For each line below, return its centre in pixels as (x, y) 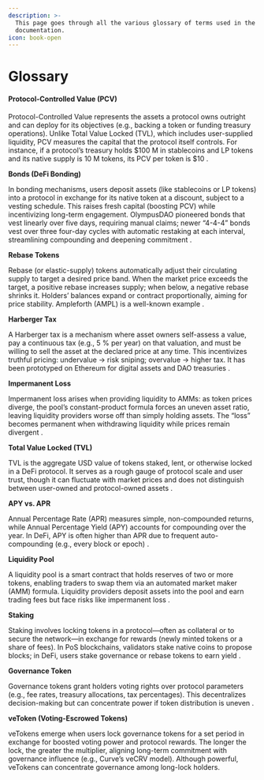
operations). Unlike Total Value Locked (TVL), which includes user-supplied (131, 133)
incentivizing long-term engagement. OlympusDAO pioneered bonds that (127, 214)
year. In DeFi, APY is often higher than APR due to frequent (104, 535)
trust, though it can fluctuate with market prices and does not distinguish (126, 480)
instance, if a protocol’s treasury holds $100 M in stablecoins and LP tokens (131, 150)
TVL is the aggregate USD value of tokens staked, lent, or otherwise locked (130, 462)
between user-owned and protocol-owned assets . (91, 488)
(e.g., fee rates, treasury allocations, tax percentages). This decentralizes (127, 694)
